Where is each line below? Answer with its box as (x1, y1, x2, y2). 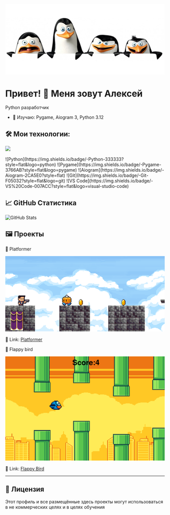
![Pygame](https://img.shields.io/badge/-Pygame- (57, 162, 162, 168)
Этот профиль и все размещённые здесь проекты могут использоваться (5, 498, 163, 504)
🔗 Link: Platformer (5, 336, 43, 342)
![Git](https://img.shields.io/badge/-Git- (66, 172, 149, 179)
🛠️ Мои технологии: (5, 130, 70, 138)
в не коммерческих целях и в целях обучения (5, 504, 105, 510)
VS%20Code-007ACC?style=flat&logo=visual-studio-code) (5, 183, 129, 189)
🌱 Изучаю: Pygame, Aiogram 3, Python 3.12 (12, 114, 104, 120)
